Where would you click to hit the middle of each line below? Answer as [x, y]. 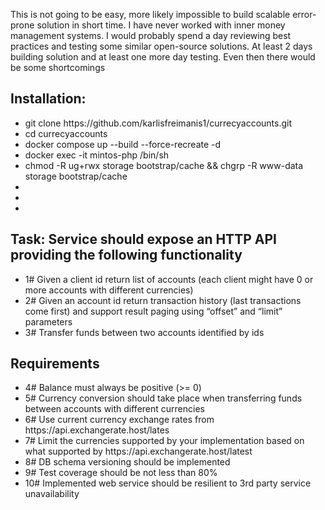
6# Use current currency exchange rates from [119, 420]
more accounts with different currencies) [109, 290]
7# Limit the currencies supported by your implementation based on [164, 441]
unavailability [52, 494]
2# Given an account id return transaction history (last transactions [163, 300]
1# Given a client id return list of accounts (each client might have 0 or [169, 279]
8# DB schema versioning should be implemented [127, 462]
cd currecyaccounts [66, 133]
